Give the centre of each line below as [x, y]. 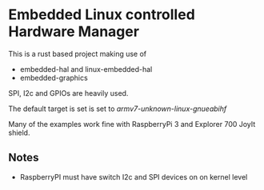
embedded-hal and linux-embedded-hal [86, 69]
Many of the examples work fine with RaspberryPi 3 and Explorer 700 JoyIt [132, 124]
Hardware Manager [74, 32]
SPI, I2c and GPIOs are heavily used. [68, 93]
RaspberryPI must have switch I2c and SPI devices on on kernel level [134, 176]
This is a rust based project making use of [78, 53]
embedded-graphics [54, 77]
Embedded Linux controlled [102, 15]
